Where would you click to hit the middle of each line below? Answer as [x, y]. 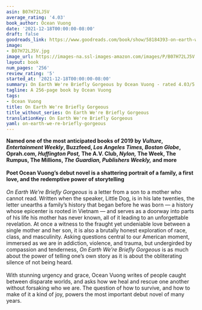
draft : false [23, 34]
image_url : [20, 57]
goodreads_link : [26, 40]
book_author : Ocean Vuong [38, 23]
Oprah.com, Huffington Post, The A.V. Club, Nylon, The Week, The [91, 153]
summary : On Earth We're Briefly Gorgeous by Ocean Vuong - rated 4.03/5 [101, 85]
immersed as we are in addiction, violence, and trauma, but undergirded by [99, 243]
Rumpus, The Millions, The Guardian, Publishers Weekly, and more [92, 160]
